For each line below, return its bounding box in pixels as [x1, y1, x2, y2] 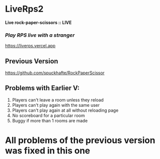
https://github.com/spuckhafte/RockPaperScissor [5, 70, 105, 76]
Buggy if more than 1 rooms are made [12, 118, 88, 123]
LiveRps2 [5, 3, 44, 15]
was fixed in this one [5, 145, 90, 157]
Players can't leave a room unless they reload [12, 97, 104, 103]
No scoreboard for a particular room [12, 112, 85, 118]
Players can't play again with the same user [12, 102, 100, 108]
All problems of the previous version [5, 135, 156, 146]
